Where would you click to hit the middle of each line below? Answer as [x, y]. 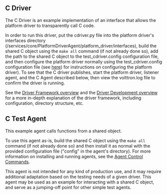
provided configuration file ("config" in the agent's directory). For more [78, 151]
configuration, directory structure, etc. [44, 103]
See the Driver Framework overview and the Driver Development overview [82, 92]
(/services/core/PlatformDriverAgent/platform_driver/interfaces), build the [81, 46]
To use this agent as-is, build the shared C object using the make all [75, 140]
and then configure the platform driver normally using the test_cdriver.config [84, 61]
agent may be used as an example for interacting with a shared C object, [80, 182]
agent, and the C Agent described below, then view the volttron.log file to [80, 77]
